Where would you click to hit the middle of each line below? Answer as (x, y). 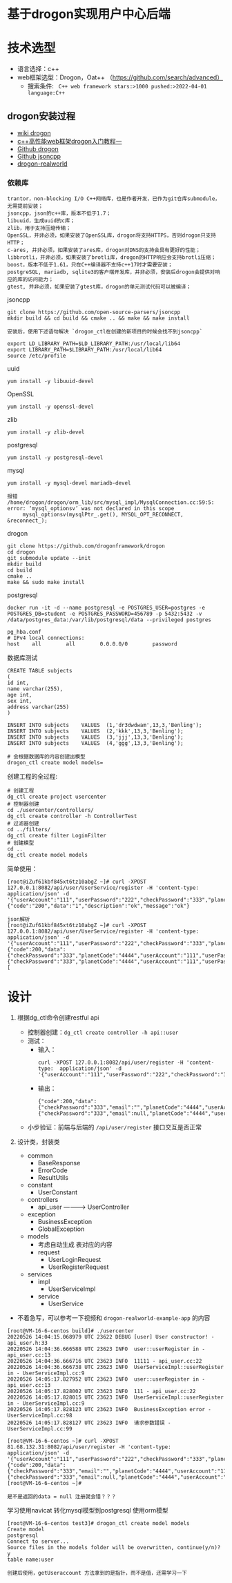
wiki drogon (34, 133)
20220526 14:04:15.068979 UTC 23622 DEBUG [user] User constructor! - (111, 1337)
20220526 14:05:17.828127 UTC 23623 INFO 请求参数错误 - (89, 1423)
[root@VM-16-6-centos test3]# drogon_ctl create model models (98, 1524)
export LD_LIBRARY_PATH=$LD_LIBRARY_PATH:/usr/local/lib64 (94, 344)
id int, (18, 683)
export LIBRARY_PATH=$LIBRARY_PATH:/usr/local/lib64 (85, 350)
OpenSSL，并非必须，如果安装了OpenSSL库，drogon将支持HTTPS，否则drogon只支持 (112, 235)
